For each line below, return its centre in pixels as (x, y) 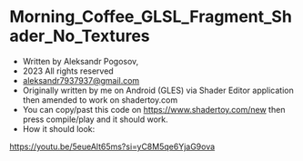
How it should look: (59, 128)
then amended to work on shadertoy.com (100, 100)
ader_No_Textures (80, 36)
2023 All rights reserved (68, 71)
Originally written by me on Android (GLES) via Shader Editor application (158, 90)
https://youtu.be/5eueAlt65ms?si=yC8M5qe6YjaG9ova (112, 146)
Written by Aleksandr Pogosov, (81, 61)
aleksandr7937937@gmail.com (81, 80)
